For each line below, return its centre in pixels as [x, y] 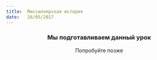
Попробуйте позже [99, 50]
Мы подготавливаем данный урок [99, 38]
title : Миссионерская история [45, 11]
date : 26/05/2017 [30, 17]
